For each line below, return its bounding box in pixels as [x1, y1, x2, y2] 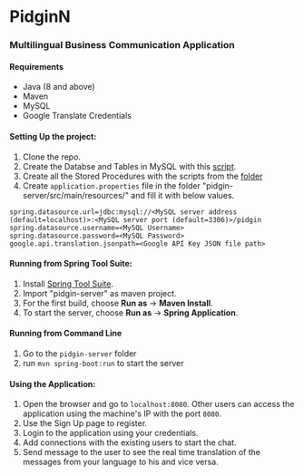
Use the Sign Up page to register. [22, 418, 148, 429]
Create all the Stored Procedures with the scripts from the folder [22, 170, 263, 181]
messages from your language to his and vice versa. [22, 456, 220, 468]
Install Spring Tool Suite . [22, 278, 113, 289]
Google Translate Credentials [22, 111, 132, 121]
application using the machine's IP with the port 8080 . [22, 408, 222, 419]
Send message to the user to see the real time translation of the [22, 447, 261, 458]
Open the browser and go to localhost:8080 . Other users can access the [22, 399, 295, 410]
